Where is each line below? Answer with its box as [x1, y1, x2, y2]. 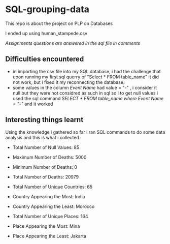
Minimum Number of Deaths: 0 [12, 164, 78, 170]
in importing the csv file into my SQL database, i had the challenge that [12, 68, 161, 74]
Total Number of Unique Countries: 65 [12, 184, 93, 190]
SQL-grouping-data [5, 4, 90, 15]
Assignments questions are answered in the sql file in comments [5, 40, 141, 46]
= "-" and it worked [12, 101, 53, 107]
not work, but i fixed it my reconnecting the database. [12, 79, 125, 85]
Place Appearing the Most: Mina [12, 223, 80, 229]
